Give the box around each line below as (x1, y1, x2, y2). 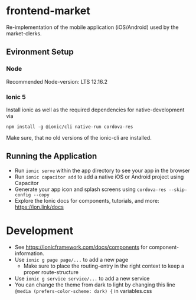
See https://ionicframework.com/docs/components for (14, 243, 148, 250)
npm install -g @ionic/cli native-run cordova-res (6, 124, 133, 130)
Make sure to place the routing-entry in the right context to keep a (23, 262, 185, 269)
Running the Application (6, 151, 97, 161)
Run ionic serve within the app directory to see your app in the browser (14, 167, 190, 174)
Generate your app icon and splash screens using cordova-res (14, 186, 166, 193)
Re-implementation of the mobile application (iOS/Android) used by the (6, 24, 179, 31)
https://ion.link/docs (14, 203, 64, 210)
